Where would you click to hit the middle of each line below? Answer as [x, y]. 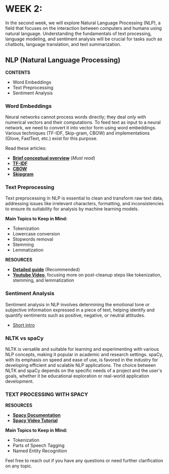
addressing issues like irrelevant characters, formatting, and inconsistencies [85, 204]
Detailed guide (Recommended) [46, 270]
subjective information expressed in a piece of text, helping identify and [80, 310]
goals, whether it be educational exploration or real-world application [77, 376]
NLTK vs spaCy [25, 338]
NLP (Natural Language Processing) [63, 60]
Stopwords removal [33, 239]
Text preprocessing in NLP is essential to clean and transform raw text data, [84, 198]
